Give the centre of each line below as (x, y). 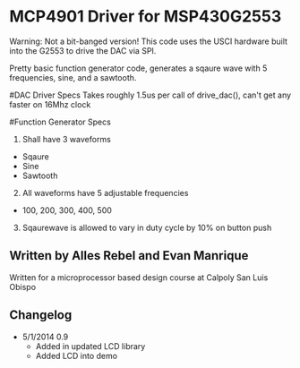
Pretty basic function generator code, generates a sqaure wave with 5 (138, 68)
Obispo (23, 287)
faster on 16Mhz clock (50, 104)
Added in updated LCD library (90, 346)
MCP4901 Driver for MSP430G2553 (146, 17)
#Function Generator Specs (60, 122)
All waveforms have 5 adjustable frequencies (105, 193)
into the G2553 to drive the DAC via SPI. (83, 50)
